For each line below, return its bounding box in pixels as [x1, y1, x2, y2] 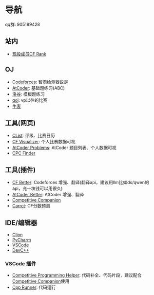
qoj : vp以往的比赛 [12, 97, 48, 103]
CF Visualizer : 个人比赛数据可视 [12, 139, 76, 145]
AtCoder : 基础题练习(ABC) [12, 85, 65, 91]
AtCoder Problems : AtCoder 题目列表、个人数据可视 [12, 145, 116, 151]
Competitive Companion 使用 [12, 278, 70, 284]
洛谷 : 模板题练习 [12, 91, 45, 97]
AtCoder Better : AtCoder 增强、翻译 [12, 192, 84, 198]
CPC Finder [12, 150, 36, 156]
